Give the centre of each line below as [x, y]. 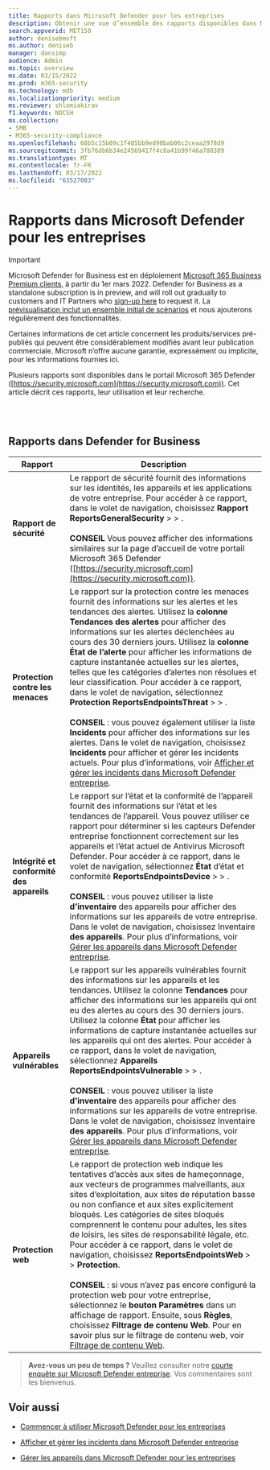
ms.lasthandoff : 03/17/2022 [55, 173]
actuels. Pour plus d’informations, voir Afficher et [162, 762]
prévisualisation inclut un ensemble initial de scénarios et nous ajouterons [131, 309]
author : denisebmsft [43, 38]
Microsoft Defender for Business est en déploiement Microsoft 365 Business [135, 275]
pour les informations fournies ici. [64, 359]
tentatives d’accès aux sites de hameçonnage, [157, 1174]
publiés [20, 342]
